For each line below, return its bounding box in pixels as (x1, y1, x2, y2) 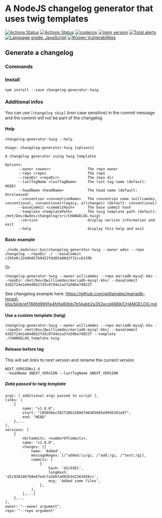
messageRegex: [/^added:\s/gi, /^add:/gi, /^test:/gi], (31, 453, 146, 458)
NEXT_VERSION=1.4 (5, 366, 40, 371)
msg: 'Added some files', (48, 478, 101, 483)
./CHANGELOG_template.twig (5, 336, 60, 341)
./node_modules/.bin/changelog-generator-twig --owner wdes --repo (5, 247, 145, 252)
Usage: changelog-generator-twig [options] (5, 146, 95, 150)
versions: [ (5, 427, 29, 432)
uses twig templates (5, 13, 89, 24)
